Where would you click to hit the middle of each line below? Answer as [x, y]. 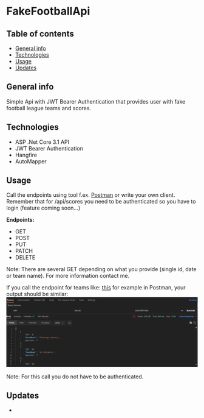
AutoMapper [31, 161]
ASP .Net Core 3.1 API [42, 142]
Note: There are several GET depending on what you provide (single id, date [101, 269]
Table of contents [40, 34]
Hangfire [26, 155]
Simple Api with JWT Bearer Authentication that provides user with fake [96, 101]
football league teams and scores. [49, 108]
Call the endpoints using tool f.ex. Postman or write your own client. [91, 195]
